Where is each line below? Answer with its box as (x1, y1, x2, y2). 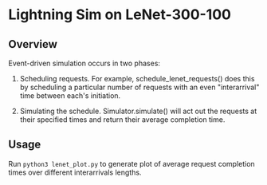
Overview (8, 37, 58, 51)
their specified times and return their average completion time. (19, 115, 226, 124)
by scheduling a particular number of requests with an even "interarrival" (19, 82, 260, 92)
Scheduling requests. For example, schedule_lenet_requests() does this (19, 74, 255, 83)
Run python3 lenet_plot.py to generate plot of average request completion (8, 159, 255, 168)
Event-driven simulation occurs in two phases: (8, 58, 161, 68)
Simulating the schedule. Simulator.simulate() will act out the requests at (19, 106, 257, 116)
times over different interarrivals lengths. (8, 167, 142, 177)
